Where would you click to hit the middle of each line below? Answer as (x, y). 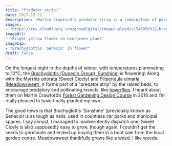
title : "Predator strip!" (33, 10)
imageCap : (16, 44)
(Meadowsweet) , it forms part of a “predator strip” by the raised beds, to (82, 84)
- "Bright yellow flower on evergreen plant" (55, 39)
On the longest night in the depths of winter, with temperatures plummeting (84, 68)
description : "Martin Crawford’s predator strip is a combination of (81, 20)
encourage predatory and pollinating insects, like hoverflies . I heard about (83, 89)
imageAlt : (16, 34)
